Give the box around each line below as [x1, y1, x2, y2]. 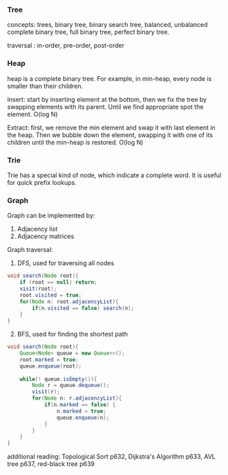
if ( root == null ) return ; [19, 279, 97, 286]
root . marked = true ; [19, 356, 79, 363]
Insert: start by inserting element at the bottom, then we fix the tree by [7, 95, 207, 103]
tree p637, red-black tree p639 [7, 460, 95, 468]
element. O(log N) [7, 109, 58, 118]
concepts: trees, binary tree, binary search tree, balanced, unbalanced [7, 21, 209, 29]
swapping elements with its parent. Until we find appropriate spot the [7, 102, 204, 111]
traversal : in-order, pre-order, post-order [7, 42, 125, 50]
